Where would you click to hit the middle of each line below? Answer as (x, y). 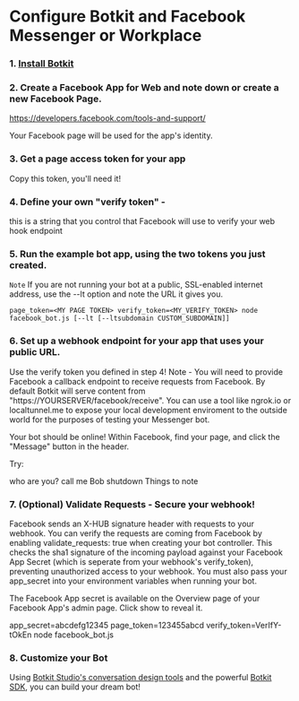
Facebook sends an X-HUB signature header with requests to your (132, 524)
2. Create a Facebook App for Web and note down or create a (144, 88)
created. (28, 264)
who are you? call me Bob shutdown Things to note (104, 480)
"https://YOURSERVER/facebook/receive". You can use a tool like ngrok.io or (150, 400)
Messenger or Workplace (106, 35)
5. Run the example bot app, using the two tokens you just (137, 254)
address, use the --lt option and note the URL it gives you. (116, 294)
